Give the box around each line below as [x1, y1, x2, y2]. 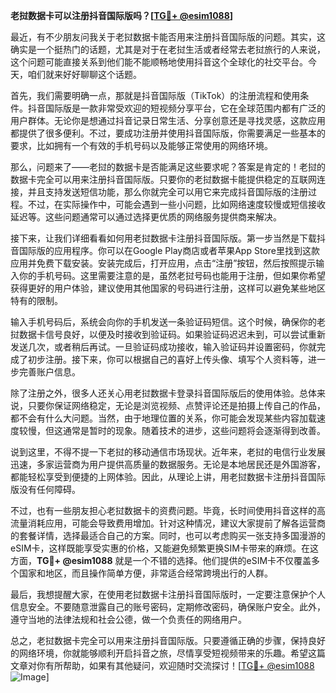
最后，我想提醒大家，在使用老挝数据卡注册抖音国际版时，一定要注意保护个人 [10, 589, 326, 600]
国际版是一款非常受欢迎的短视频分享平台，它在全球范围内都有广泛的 [44, 102, 326, 114]
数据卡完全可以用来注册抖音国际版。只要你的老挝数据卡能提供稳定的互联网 [10, 174, 317, 185]
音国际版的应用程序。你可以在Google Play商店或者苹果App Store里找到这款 [10, 245, 320, 256]
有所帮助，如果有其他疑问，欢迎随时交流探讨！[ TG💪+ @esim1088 [44, 660, 315, 671]
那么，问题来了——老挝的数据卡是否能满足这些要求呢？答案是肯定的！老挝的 [10, 161, 326, 173]
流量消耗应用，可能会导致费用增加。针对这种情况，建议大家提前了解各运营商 [10, 517, 326, 529]
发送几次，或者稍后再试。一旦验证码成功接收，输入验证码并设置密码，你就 [10, 341, 317, 353]
